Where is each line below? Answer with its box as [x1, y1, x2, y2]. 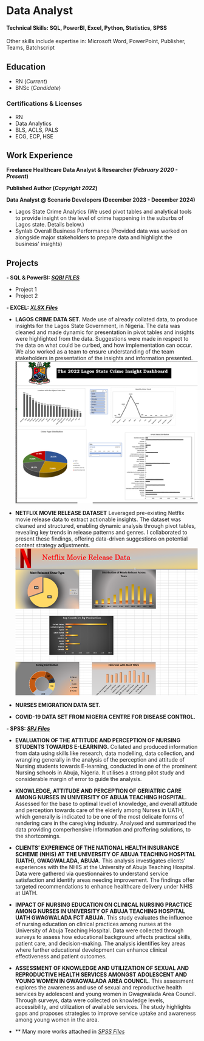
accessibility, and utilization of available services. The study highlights [15, 1003, 191, 1010]
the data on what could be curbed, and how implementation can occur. [15, 341, 192, 349]
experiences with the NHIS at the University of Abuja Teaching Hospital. [15, 863, 195, 870]
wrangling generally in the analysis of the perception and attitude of [15, 756, 185, 763]
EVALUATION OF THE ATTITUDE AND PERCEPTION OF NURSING [15, 736, 181, 744]
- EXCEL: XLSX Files [6, 304, 58, 312]
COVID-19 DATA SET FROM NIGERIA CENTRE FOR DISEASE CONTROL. [15, 713, 195, 720]
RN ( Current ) [15, 78, 47, 85]
